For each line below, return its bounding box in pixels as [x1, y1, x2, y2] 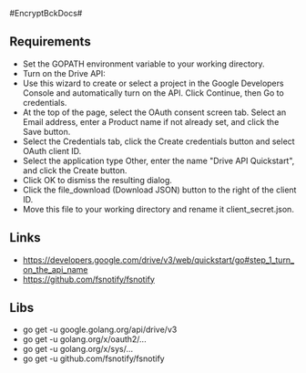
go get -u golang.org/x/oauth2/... [22, 334, 148, 345]
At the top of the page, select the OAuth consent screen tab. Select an [22, 107, 287, 118]
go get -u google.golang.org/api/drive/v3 [22, 324, 178, 336]
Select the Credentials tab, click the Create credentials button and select [22, 136, 295, 147]
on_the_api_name [22, 264, 88, 275]
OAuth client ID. [22, 145, 82, 156]
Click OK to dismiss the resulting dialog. [22, 174, 173, 185]
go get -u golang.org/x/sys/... [22, 344, 134, 355]
